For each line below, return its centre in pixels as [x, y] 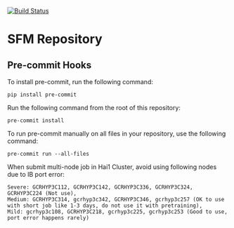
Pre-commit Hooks [50, 65]
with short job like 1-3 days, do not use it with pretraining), [105, 206]
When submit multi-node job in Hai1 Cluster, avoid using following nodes [112, 167]
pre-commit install [36, 121]
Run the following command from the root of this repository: [94, 108]
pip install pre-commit [42, 95]
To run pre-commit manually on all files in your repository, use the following [117, 134]
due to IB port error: [36, 174]
